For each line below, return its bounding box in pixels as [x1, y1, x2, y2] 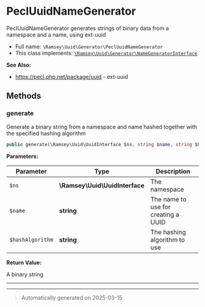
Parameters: [6, 152, 38, 160]
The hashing [150, 227, 186, 236]
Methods [6, 91, 41, 102]
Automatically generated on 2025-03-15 [21, 294, 123, 301]
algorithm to [150, 235, 185, 244]
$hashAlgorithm [9, 236, 54, 243]
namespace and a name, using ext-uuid [6, 31, 106, 38]
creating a [150, 210, 179, 218]
